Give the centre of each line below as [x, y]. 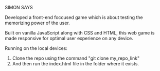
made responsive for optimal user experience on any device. [69, 38]
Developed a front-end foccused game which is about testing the [74, 17]
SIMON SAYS [19, 7]
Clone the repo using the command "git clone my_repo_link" [76, 58]
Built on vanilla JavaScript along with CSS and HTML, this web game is [80, 33]
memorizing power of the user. [37, 23]
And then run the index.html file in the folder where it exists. [76, 64]
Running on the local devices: [36, 48]
